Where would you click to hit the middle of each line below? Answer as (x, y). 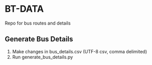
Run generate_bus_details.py (43, 57)
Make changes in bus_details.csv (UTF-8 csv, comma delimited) (80, 51)
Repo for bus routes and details (38, 23)
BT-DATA (24, 9)
